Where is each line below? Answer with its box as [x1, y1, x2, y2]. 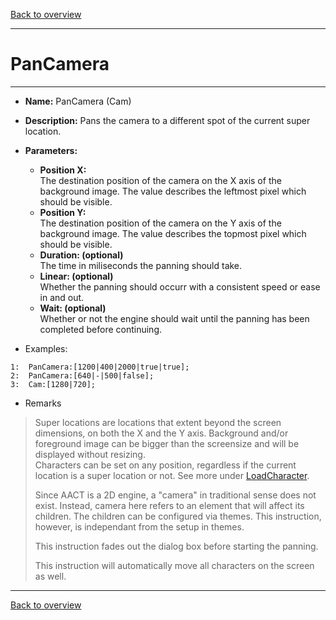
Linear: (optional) [39, 270, 114, 282]
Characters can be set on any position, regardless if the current [34, 459, 297, 471]
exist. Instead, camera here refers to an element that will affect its [34, 499, 305, 511]
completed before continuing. [39, 323, 162, 335]
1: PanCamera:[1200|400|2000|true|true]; [10, 362, 190, 372]
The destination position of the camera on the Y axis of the [39, 217, 282, 229]
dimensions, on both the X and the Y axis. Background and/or [34, 427, 289, 439]
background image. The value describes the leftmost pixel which [39, 185, 307, 197]
